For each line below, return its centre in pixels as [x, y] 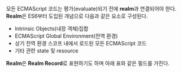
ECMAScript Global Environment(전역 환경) [66, 36]
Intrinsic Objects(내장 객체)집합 [51, 29]
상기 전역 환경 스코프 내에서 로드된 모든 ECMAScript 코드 [80, 43]
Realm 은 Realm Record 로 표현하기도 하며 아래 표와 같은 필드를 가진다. [88, 63]
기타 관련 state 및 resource [46, 51]
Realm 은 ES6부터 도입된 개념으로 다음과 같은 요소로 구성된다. [77, 16]
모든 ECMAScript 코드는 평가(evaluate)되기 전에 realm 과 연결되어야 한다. [91, 9]
